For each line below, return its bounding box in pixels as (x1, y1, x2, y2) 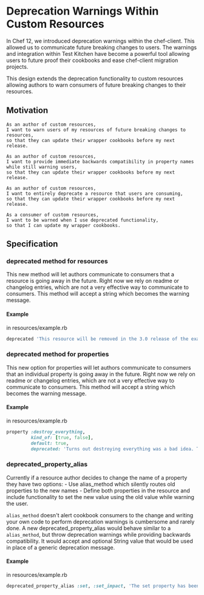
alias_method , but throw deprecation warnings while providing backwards (6, 531, 191, 538)
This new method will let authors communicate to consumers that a (6, 271, 175, 278)
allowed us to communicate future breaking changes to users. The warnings (6, 44, 197, 51)
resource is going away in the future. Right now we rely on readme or (6, 277, 179, 285)
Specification (6, 239, 58, 250)
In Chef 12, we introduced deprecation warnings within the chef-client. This (6, 37, 195, 44)
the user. (6, 500, 29, 507)
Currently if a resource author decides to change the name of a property (6, 474, 188, 481)
